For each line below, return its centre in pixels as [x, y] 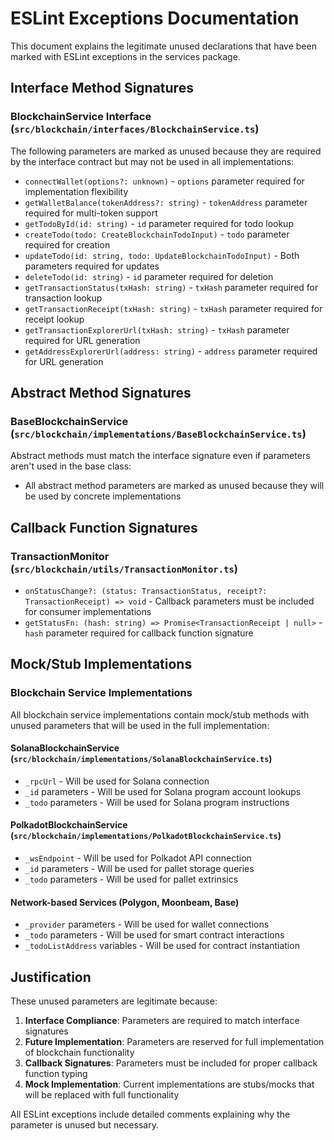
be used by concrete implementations [103, 496]
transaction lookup [63, 298]
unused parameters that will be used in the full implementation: [140, 725]
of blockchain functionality [79, 1053]
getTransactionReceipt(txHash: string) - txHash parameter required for [173, 308]
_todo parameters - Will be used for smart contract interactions [154, 935]
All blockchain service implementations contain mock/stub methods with [160, 714]
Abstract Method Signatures [101, 393]
